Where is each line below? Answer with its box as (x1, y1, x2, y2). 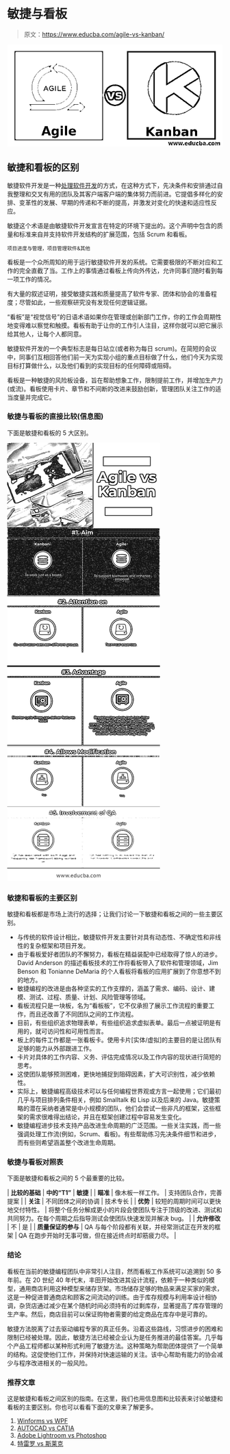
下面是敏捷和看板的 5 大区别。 (7, 429, 92, 437)
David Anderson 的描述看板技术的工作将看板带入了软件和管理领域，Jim (16, 959, 218, 967)
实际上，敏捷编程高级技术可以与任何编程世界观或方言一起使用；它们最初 (16, 1087, 221, 1096)
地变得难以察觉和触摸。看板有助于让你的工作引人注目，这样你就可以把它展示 (7, 321, 223, 329)
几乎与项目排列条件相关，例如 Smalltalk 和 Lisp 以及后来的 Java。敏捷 (16, 1096, 214, 1104)
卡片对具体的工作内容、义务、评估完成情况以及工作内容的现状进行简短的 (16, 1053, 221, 1062)
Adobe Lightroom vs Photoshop (16, 1431, 107, 1440)
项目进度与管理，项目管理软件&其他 (7, 245, 91, 252)
